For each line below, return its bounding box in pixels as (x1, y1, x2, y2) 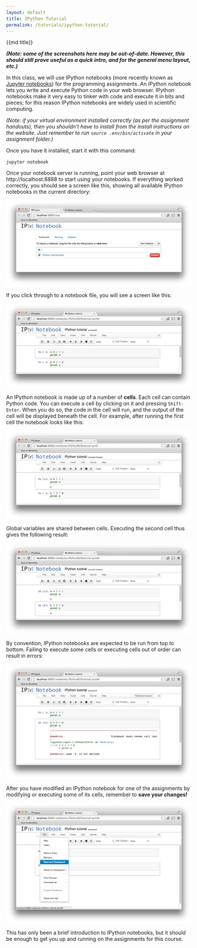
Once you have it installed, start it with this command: (6, 147, 136, 154)
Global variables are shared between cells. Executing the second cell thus (6, 524, 185, 531)
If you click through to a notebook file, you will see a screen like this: (6, 292, 172, 299)
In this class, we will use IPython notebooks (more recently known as (6, 74, 173, 81)
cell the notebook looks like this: (6, 419, 84, 426)
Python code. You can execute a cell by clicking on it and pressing (6, 400, 167, 407)
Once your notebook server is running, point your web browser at (6, 170, 165, 177)
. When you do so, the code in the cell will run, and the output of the (19, 407, 184, 414)
